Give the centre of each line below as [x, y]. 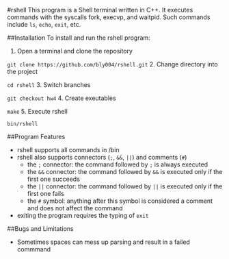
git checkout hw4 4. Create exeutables [62, 98]
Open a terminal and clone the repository [75, 51]
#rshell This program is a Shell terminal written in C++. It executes [100, 10]
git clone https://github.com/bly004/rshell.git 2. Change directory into [112, 64]
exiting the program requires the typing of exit [83, 215]
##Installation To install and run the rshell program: [79, 38]
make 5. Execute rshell [38, 111]
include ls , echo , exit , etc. [44, 24]
